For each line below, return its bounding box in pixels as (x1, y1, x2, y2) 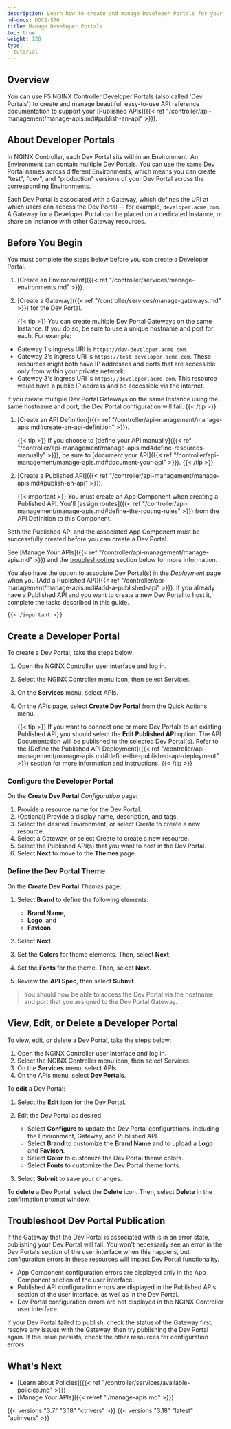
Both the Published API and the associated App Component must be (7, 528, 201, 536)
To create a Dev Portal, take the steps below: (7, 649, 134, 657)
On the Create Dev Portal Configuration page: (7, 792, 138, 800)
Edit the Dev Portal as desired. (16, 1111, 103, 1119)
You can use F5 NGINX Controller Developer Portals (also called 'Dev (7, 92, 203, 101)
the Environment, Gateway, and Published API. (27, 1131, 159, 1140)
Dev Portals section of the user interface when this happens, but (7, 1248, 190, 1256)
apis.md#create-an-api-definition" (16, 423, 115, 431)
